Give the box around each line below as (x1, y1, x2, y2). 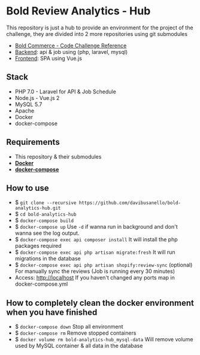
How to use (6, 183, 49, 193)
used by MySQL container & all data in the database (14, 342, 143, 350)
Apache (14, 107, 35, 114)
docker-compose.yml (14, 280, 68, 288)
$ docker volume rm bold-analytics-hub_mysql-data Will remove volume (14, 336, 193, 343)
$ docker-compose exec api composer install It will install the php (14, 236, 178, 243)
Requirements (6, 137, 60, 147)
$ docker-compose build (14, 217, 74, 224)
